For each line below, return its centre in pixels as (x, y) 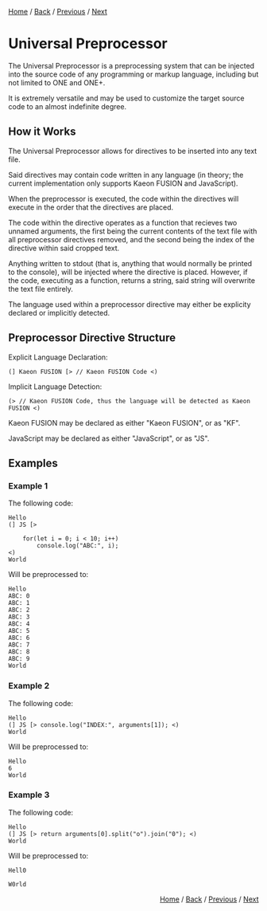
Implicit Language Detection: (55, 387)
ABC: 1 (19, 603)
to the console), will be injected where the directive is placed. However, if (128, 272)
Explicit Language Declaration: (58, 357)
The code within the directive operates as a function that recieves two (123, 222)
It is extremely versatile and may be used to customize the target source (126, 98)
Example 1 (28, 485)
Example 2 (29, 686)
